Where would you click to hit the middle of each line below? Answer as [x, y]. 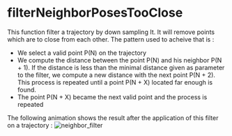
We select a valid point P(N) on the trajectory [82, 53]
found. [27, 90]
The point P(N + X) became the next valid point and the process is [112, 97]
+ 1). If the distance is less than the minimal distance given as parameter [121, 67]
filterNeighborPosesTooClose [95, 13]
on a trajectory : [30, 125]
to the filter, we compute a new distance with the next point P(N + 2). [116, 75]
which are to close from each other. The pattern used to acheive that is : [111, 39]
